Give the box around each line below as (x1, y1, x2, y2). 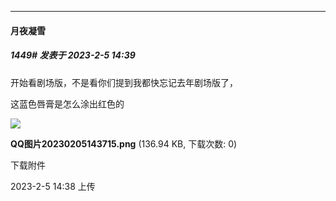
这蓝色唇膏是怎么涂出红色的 (10, 97, 125, 110)
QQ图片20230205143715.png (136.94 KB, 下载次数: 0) (10, 137, 238, 150)
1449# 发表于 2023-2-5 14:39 (10, 49, 136, 61)
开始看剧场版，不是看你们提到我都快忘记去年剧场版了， (10, 76, 238, 88)
